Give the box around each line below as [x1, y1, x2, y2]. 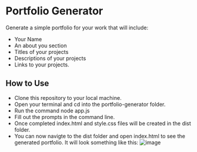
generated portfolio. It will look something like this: [14, 139, 138, 146]
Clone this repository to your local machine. [14, 94, 122, 101]
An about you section [14, 42, 67, 49]
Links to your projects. [14, 61, 70, 68]
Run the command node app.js [14, 107, 90, 114]
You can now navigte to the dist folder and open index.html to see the [14, 132, 186, 139]
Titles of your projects [14, 48, 69, 55]
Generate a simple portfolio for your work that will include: [5, 24, 149, 31]
